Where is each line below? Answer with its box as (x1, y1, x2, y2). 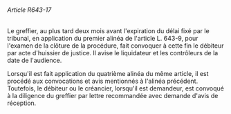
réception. (7, 99, 37, 107)
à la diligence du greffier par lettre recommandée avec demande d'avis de (7, 92, 219, 100)
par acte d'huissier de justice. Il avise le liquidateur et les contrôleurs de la (7, 49, 219, 57)
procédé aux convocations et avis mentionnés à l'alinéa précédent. (7, 77, 198, 86)
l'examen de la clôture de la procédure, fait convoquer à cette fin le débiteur (7, 41, 224, 50)
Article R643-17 (7, 6, 52, 14)
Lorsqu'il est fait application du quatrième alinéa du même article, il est (7, 70, 209, 78)
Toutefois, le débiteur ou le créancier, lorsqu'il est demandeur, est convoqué (7, 84, 225, 93)
